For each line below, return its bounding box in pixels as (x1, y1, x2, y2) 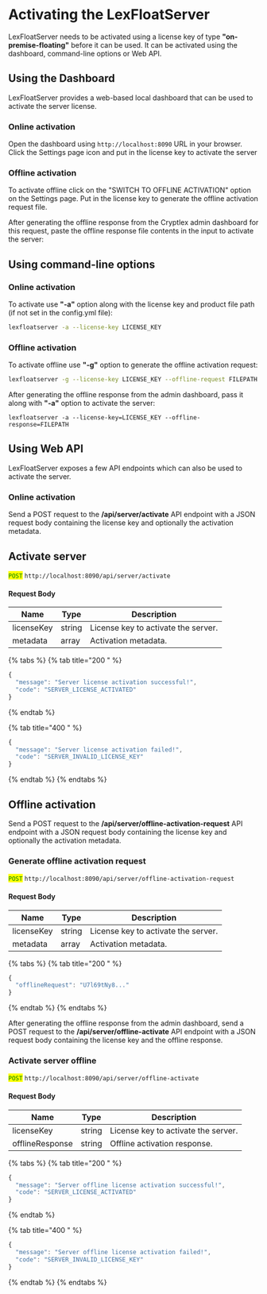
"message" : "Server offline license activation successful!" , (15, 1181, 226, 1189)
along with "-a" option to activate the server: (8, 399, 156, 408)
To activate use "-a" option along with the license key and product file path (8, 299, 255, 309)
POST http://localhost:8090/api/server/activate (8, 572, 171, 580)
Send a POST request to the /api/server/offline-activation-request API (8, 819, 243, 829)
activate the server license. (8, 101, 97, 110)
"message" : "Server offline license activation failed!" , (15, 1249, 212, 1257)
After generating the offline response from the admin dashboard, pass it (8, 390, 244, 400)
